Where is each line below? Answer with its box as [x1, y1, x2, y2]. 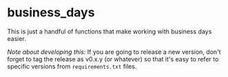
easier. [7, 34, 26, 42]
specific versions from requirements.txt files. [7, 62, 137, 70]
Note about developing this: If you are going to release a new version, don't [7, 48, 222, 56]
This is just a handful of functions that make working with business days [7, 27, 212, 35]
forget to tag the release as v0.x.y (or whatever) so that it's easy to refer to [7, 55, 219, 63]
